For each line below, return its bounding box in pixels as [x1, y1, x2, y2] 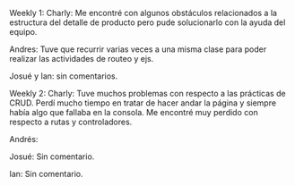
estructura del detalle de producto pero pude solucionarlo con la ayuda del [9, 17, 286, 28]
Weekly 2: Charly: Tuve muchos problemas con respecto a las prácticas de [9, 89, 286, 98]
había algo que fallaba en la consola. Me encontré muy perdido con [9, 107, 258, 117]
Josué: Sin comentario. [9, 151, 95, 162]
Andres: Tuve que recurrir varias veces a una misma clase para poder [9, 44, 267, 55]
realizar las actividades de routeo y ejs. [9, 54, 154, 63]
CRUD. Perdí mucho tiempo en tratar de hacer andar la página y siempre [9, 97, 276, 108]
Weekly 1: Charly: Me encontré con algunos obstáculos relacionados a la [9, 8, 278, 18]
